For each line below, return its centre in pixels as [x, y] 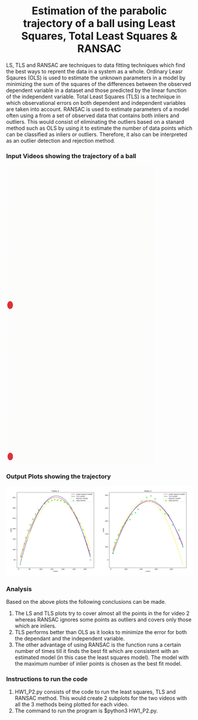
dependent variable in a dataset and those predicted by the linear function [97, 90]
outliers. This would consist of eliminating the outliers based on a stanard [95, 121]
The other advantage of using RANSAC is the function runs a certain [98, 645]
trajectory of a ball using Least [99, 23]
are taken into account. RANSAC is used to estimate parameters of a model [98, 109]
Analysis [19, 589]
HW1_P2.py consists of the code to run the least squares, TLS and [95, 692]
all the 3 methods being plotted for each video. [72, 705]
